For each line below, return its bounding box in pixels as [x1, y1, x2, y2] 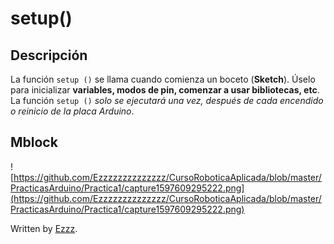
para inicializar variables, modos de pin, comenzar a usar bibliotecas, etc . [10, 84, 320, 96]
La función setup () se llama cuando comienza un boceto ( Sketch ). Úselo [10, 73, 316, 85]
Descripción [10, 47, 88, 64]
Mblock [10, 134, 58, 151]
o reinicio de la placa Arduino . [10, 105, 135, 117]
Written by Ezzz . [10, 222, 78, 234]
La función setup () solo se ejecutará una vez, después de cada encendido [10, 95, 324, 106]
